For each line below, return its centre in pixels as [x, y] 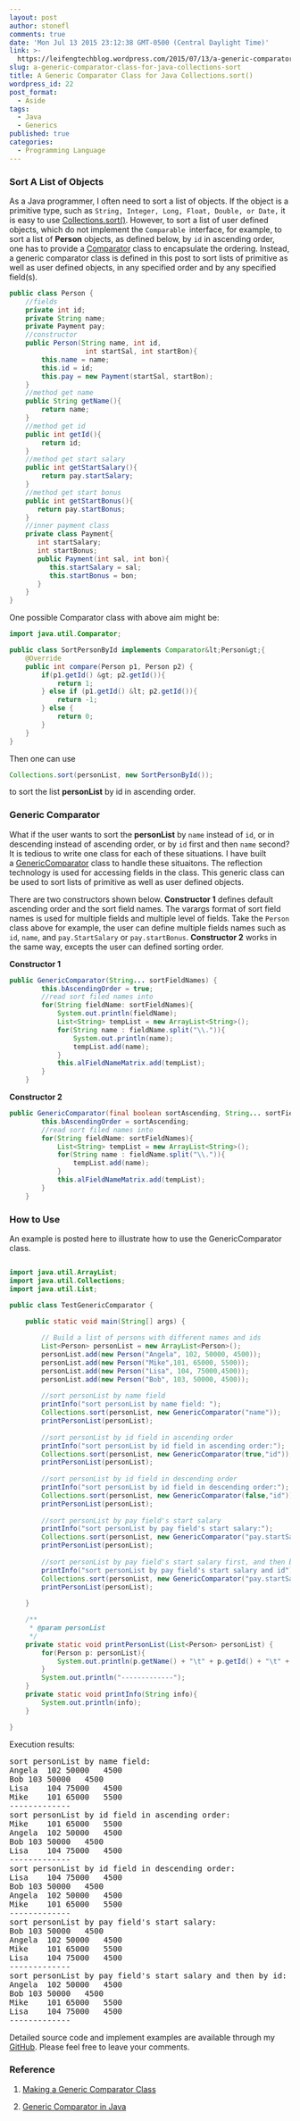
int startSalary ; [69, 543]
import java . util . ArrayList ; [63, 1273]
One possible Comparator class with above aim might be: [115, 618]
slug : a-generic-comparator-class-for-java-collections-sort [125, 68]
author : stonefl [39, 26]
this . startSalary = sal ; [95, 567]
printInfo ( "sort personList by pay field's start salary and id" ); [169, 1570]
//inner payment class [67, 526]
